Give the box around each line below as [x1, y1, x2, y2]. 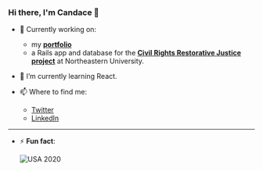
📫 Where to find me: [19, 87, 88, 97]
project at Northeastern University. [31, 56, 145, 66]
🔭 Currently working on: [19, 25, 96, 34]
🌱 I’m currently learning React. [19, 72, 117, 81]
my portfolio [31, 40, 72, 49]
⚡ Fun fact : [19, 137, 56, 146]
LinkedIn [31, 113, 59, 123]
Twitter [31, 105, 55, 115]
